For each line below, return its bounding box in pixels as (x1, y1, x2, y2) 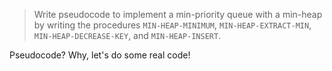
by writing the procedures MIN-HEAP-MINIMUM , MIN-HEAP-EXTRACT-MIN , (33, 19, 312, 31)
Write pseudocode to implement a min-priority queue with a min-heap (33, 9, 323, 20)
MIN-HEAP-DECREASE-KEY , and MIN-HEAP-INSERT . (33, 30, 222, 41)
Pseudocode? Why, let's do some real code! (9, 49, 191, 61)
